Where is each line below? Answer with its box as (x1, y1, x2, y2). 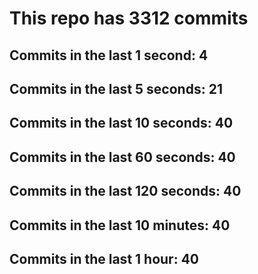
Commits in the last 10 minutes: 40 (9, 217, 231, 234)
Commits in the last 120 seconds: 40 (9, 183, 242, 200)
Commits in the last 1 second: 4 (9, 47, 209, 64)
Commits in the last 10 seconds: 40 (9, 115, 234, 132)
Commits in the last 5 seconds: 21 (9, 80, 223, 97)
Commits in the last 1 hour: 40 (9, 250, 200, 267)
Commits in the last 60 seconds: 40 (9, 148, 236, 166)
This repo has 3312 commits (9, 7, 249, 30)
